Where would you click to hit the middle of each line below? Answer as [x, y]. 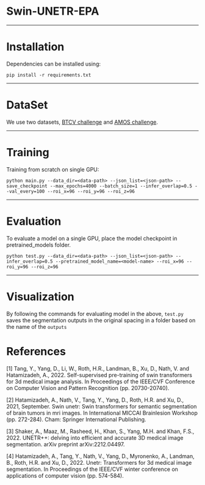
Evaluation [34, 221]
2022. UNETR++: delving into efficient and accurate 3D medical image [95, 438]
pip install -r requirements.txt [49, 75]
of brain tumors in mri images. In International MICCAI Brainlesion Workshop [102, 413]
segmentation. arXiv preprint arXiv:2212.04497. [66, 444]
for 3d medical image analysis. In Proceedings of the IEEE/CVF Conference [101, 382]
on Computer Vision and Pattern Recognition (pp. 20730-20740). [88, 388]
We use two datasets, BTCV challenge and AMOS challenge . [82, 122]
